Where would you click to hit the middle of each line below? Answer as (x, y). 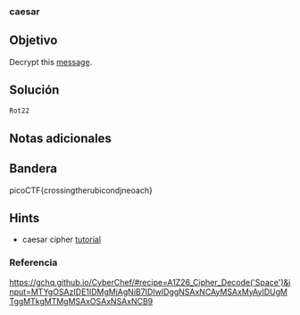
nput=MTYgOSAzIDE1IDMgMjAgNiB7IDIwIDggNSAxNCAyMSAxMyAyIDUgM (149, 292)
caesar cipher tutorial (61, 240)
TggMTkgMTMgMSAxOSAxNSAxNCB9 (81, 301)
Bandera (33, 169)
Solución (34, 90)
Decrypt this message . (51, 62)
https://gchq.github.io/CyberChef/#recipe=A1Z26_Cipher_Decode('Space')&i (150, 282)
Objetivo (33, 41)
